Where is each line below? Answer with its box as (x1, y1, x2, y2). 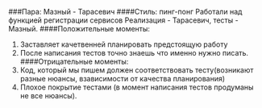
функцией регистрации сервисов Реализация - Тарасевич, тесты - (8, 15, 239, 25)
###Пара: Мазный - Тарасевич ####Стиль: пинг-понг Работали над (8, 7, 243, 16)
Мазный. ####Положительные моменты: (8, 24, 151, 33)
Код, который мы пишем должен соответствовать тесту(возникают (19, 65, 254, 75)
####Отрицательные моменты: (19, 56, 129, 66)
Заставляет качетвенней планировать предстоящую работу (19, 39, 228, 49)
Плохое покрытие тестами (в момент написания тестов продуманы (19, 82, 254, 92)
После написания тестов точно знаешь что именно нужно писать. (19, 48, 248, 57)
